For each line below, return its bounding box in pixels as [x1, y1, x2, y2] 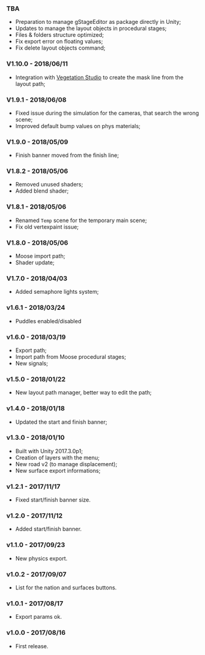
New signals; [15, 359, 48, 367]
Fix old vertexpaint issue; [15, 223, 79, 231]
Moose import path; [15, 253, 66, 260]
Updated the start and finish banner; [15, 418, 107, 426]
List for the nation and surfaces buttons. [15, 584, 117, 591]
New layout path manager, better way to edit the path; [15, 389, 152, 396]
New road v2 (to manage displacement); [15, 460, 118, 467]
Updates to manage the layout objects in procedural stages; [15, 25, 167, 32]
